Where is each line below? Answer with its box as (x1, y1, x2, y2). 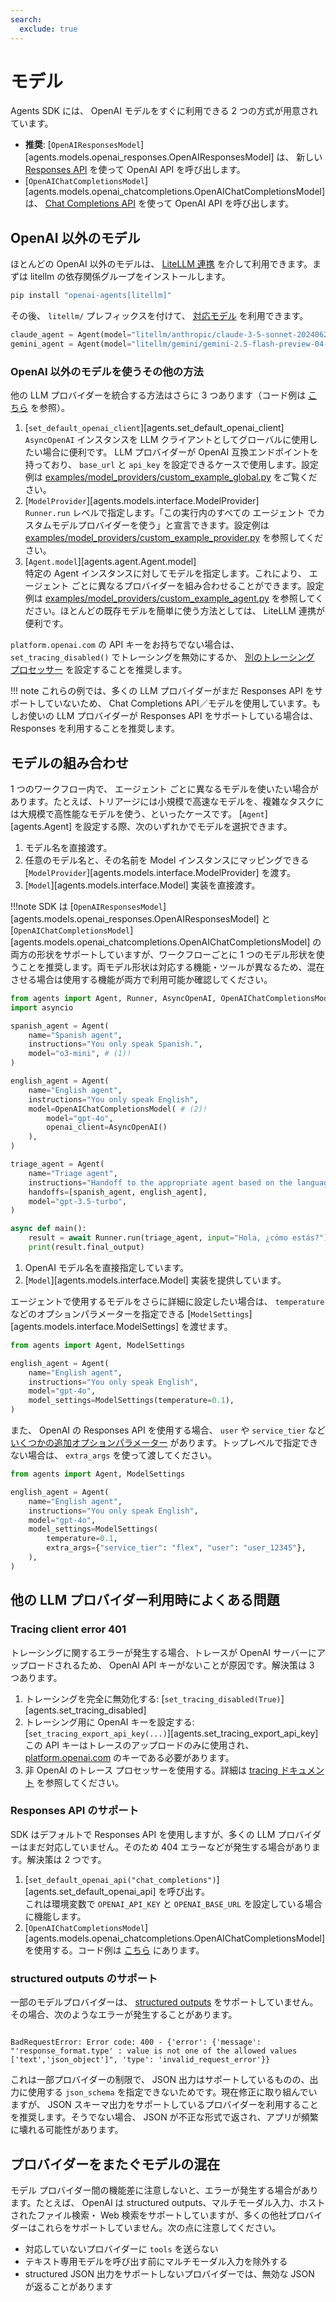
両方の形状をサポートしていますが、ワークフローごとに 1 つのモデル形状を (10, 948, 317, 960)
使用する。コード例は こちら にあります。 (33, 1944, 205, 1956)
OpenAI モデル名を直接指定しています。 (24, 1261, 190, 1273)
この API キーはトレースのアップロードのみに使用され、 (24, 1739, 255, 1751)
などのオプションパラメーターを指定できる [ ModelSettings (10, 1307, 250, 1320)
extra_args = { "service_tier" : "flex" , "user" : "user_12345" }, (46, 1543, 307, 1553)
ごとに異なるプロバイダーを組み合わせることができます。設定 (71, 580, 325, 592)
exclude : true (19, 24, 78, 34)
